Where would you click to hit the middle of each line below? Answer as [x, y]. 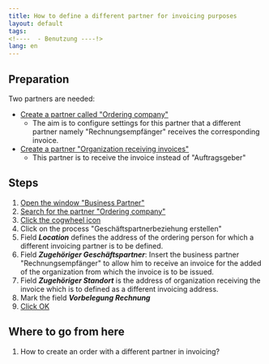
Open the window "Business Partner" [82, 202]
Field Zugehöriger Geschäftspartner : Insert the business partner [130, 254]
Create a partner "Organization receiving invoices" [105, 149]
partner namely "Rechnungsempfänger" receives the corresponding [146, 132]
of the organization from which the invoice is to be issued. [117, 271]
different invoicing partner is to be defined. [92, 245]
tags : [17, 31]
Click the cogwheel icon [60, 219]
